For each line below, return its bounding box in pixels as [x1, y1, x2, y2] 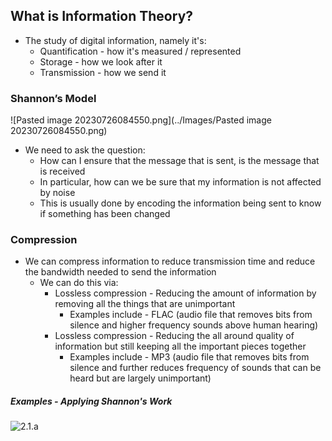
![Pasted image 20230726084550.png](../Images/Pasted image [10, 114, 272, 126]
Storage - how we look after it [39, 55, 163, 68]
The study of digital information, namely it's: [24, 34, 207, 46]
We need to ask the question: [24, 144, 146, 156]
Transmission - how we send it [39, 66, 167, 78]
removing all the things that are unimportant [54, 298, 236, 310]
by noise [39, 187, 76, 199]
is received [39, 165, 86, 178]
